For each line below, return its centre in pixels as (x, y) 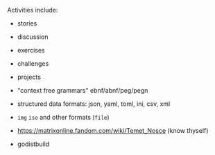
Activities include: (33, 10)
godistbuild (33, 144)
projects (29, 77)
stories (27, 23)
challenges (33, 64)
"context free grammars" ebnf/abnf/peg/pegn (83, 90)
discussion (33, 37)
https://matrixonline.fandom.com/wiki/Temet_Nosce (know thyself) (113, 130)
